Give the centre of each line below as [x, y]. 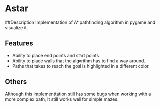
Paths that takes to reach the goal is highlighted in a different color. [81, 66]
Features [19, 44]
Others [16, 82]
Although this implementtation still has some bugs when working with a [78, 94]
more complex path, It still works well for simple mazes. [62, 99]
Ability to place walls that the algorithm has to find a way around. [79, 61]
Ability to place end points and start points [56, 55]
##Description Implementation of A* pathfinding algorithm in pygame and [80, 22]
